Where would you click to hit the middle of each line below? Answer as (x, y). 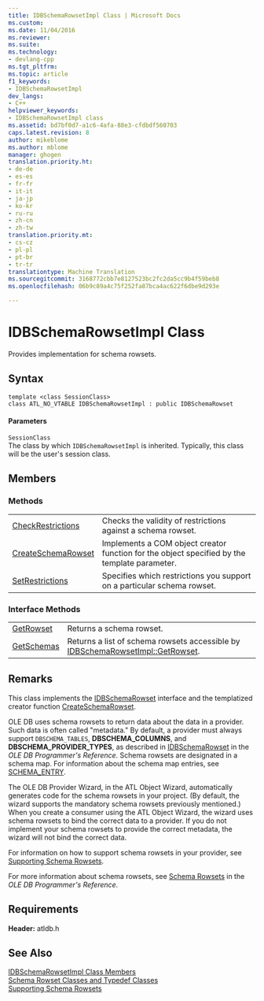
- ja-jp (21, 198)
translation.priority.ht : (50, 162)
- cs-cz (21, 243)
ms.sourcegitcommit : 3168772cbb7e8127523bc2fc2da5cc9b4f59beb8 (114, 279)
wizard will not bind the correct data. (68, 837)
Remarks (31, 679)
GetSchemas (36, 646)
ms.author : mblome (38, 147)
